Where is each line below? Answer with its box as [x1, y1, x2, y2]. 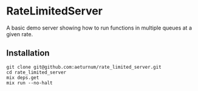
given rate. [6, 30, 33, 37]
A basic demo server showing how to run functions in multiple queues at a [6, 24, 193, 31]
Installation [6, 48, 50, 58]
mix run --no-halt [6, 80, 53, 86]
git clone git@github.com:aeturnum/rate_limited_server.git [6, 64, 162, 70]
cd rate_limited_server [6, 69, 67, 75]
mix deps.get [6, 74, 39, 81]
